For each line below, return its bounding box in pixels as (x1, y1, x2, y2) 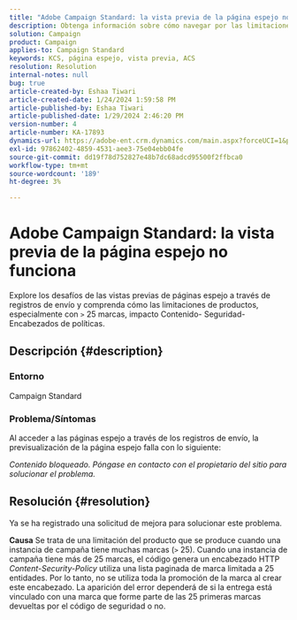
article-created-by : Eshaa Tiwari (9, 87, 137, 96)
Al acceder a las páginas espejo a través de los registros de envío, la (9, 432, 259, 443)
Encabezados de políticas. (9, 318, 105, 329)
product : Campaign (9, 37, 77, 47)
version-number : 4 (9, 120, 77, 129)
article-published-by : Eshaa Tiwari (9, 103, 144, 112)
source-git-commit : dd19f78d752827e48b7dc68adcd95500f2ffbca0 (9, 152, 243, 162)
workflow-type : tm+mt (9, 161, 89, 170)
